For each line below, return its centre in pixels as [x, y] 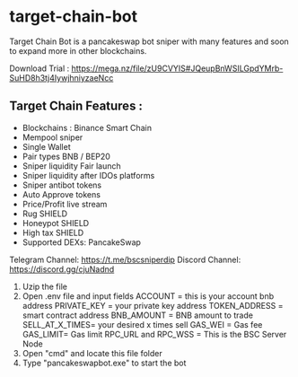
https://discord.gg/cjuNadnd [62, 269]
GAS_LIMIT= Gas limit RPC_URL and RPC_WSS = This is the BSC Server [154, 334]
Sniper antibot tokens [62, 185]
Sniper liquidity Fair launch [71, 166]
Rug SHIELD [45, 214]
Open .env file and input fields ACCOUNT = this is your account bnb [148, 296]
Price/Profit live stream [65, 204]
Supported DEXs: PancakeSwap [82, 242]
